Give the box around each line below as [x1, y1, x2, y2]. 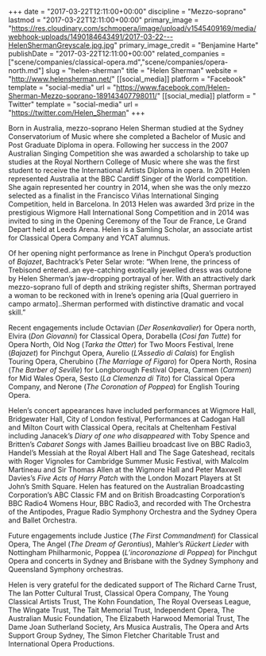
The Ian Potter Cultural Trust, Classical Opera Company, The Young [8, 588, 229, 598]
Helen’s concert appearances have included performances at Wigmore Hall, [8, 406, 256, 415]
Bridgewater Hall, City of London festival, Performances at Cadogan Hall [8, 415, 245, 423]
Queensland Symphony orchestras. [8, 565, 124, 574]
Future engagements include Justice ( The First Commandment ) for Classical [8, 531, 259, 540]
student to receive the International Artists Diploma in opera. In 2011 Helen [8, 166, 251, 175]
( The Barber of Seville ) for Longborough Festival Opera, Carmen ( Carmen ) [8, 365, 253, 374]
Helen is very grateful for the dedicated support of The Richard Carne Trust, [8, 580, 257, 589]
